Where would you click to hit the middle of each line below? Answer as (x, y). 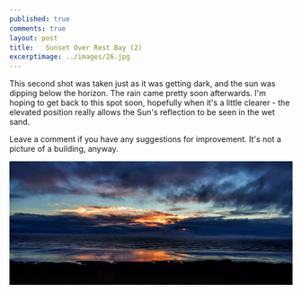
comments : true (38, 28)
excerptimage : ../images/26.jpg (70, 57)
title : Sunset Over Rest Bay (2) (76, 48)
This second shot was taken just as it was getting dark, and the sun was (142, 84)
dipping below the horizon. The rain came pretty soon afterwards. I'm (138, 94)
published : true (40, 19)
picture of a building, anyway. (64, 149)
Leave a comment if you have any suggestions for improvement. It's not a (145, 139)
